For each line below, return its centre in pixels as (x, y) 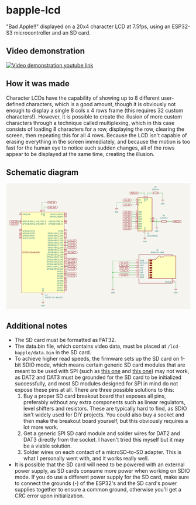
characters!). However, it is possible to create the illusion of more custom (94, 116)
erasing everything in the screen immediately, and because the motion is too (98, 141)
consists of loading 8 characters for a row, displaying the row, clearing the (95, 129)
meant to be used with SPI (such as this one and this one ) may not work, (102, 371)
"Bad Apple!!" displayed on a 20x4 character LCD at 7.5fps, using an (88, 26)
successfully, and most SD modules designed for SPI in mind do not (96, 384)
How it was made (38, 84)
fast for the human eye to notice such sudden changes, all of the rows (90, 148)
